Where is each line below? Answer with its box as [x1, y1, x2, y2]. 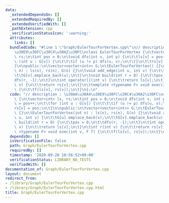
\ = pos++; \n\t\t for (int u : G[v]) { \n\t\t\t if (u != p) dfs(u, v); [14, 101, 163, 106]
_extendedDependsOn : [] [10, 12, 59, 17]
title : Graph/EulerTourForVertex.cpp [5, 190, 84, 195]
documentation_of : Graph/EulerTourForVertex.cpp [5, 167, 109, 172]
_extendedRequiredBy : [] [10, 17, 62, 22]
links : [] [14, 40, 35, 45]
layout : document [5, 171, 42, 176]
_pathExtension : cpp [10, 26, 53, 31]
